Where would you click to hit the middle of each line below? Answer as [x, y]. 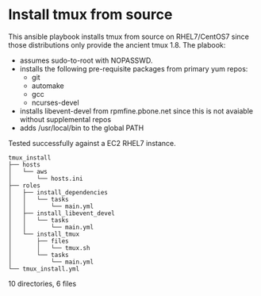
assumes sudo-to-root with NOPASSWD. [86, 60]
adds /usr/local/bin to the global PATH [82, 128]
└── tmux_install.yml [44, 269]
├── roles [25, 185]
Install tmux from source [90, 15]
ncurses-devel [55, 102]
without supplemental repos [65, 119]
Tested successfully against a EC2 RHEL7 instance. [92, 143]
